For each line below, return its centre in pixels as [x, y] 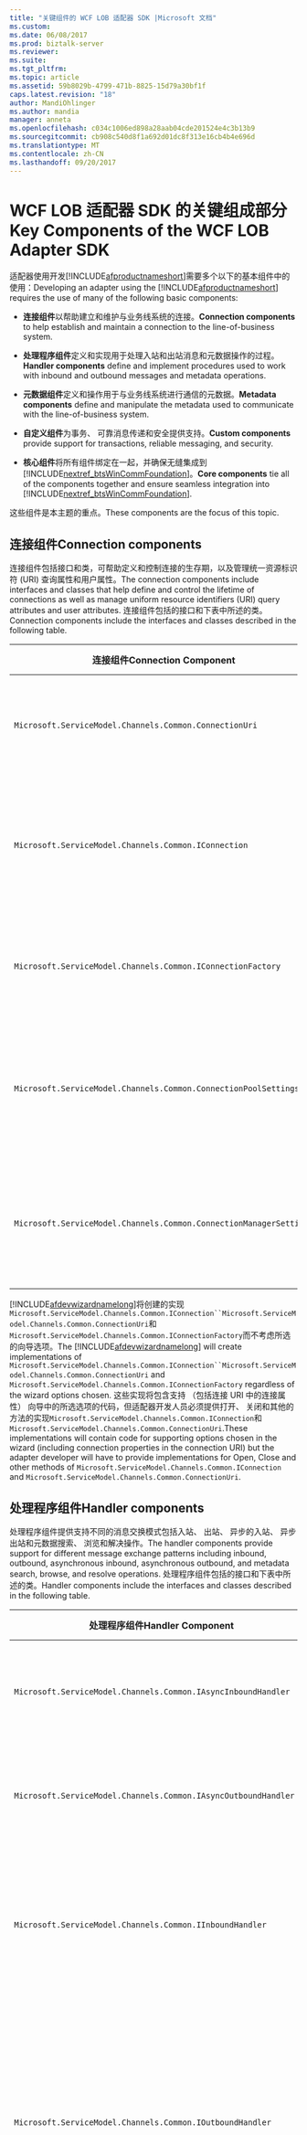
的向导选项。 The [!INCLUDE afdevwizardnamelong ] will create [126, 1347]
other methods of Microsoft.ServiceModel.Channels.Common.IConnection [145, 1467]
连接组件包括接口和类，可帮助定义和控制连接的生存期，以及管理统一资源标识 [153, 568]
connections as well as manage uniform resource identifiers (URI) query [145, 600]
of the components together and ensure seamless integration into [146, 484]
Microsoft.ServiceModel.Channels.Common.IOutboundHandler [143, 2123]
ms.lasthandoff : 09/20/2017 [63, 162]
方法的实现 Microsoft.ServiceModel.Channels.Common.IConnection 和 [136, 1418]
